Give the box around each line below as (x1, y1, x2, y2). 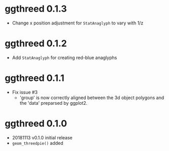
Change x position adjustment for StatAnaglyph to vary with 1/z (12, 20, 144, 26)
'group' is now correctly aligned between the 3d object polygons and (19, 95, 164, 101)
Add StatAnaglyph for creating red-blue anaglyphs (12, 54, 117, 61)
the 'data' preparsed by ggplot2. (19, 100, 88, 106)
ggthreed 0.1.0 (5, 118, 67, 129)
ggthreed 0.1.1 (5, 72, 64, 84)
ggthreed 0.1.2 (5, 38, 67, 49)
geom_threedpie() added (12, 140, 64, 146)
